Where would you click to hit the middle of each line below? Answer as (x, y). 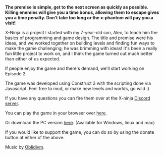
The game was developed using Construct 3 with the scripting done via (78, 83)
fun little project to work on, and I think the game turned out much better (79, 53)
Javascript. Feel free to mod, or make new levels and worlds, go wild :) (77, 88)
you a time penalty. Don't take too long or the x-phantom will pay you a (79, 18)
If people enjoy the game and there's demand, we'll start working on (75, 68)
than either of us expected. (33, 59)
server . (12, 103)
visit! (10, 23)
